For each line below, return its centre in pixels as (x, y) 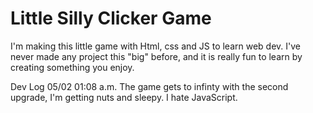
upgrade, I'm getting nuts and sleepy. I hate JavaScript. (124, 97)
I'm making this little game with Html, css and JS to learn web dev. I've (155, 46)
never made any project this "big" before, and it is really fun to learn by (156, 56)
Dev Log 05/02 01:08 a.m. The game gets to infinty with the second (149, 86)
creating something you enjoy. (72, 67)
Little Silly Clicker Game (111, 18)
